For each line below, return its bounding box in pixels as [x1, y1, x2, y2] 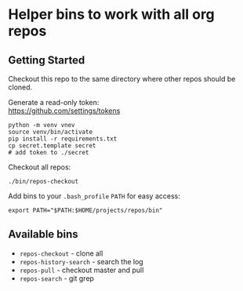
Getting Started [8, 53, 85, 67]
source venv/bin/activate [8, 128, 92, 136]
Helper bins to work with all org [8, 5, 216, 24]
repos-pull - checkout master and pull [19, 265, 144, 275]
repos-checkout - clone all [19, 249, 103, 258]
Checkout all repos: [8, 162, 71, 172]
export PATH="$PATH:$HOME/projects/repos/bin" [8, 206, 163, 214]
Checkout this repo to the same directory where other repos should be [8, 75, 236, 83]
